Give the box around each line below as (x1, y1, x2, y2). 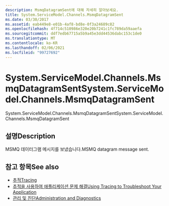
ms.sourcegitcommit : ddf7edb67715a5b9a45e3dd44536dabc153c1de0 (5, 31, 142, 36)
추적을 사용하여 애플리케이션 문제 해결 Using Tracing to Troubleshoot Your (12, 184, 162, 190)
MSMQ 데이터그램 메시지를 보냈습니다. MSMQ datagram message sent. (5, 146, 150, 153)
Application (12, 189, 37, 195)
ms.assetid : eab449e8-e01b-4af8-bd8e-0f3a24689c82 (5, 21, 115, 27)
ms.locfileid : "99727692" (5, 50, 60, 55)
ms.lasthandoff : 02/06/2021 (5, 45, 65, 50)
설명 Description (5, 132, 56, 140)
